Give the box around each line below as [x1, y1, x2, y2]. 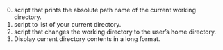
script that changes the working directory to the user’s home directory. [13, 27, 217, 36]
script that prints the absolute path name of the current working [13, 6, 197, 14]
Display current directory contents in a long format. [13, 35, 160, 43]
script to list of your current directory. [13, 21, 122, 28]
